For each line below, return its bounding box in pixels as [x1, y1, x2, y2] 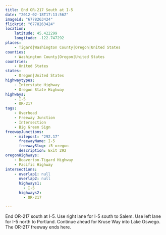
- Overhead [14, 110, 37, 116]
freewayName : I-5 [18, 139, 56, 144]
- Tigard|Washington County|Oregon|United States [14, 45, 121, 50]
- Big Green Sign [14, 125, 51, 130]
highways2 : [18, 190, 42, 195]
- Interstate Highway [14, 82, 60, 87]
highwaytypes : [5, 78, 35, 83]
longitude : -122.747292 [14, 36, 65, 41]
